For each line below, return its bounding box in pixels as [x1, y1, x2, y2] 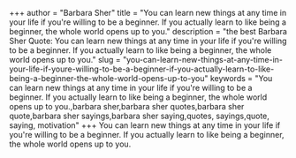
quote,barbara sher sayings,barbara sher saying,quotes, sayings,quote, [9, 110, 269, 121]
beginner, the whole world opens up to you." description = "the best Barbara [9, 26, 287, 36]
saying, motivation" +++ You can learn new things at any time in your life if [9, 120, 281, 131]
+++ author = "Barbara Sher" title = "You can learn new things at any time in [9, 8, 287, 18]
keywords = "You [209, 73, 273, 83]
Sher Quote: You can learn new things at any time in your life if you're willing [9, 35, 287, 46]
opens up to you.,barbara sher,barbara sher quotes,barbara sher [9, 102, 245, 111]
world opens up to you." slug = [9, 55, 121, 64]
